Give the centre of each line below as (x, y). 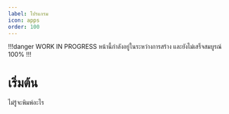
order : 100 (24, 27)
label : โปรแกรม (28, 14)
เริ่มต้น (23, 83)
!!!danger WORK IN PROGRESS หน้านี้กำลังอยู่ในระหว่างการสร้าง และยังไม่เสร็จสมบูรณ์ (115, 47)
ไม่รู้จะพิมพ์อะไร (26, 103)
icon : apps (24, 20)
